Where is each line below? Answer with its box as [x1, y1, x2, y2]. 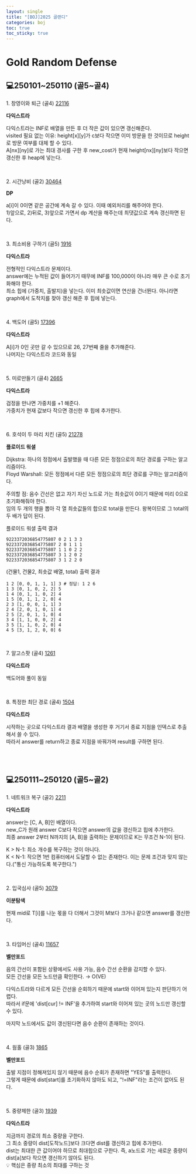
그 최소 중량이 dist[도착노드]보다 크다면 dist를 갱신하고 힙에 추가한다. [6, 1139, 163, 1146]
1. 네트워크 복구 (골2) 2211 [6, 793, 66, 800]
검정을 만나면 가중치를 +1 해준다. [6, 400, 81, 407]
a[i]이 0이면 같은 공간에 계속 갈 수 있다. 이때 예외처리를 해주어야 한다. [6, 202, 164, 209]
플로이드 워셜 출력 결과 [6, 525, 58, 532]
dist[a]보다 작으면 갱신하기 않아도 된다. [6, 1154, 95, 1161]
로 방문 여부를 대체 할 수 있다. [6, 139, 73, 147]
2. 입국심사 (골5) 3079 [6, 884, 58, 892]
